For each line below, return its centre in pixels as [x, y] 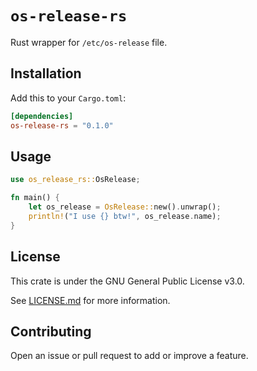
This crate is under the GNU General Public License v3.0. [127, 281]
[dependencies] [42, 116]
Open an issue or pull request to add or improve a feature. [129, 356]
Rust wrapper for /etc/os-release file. [89, 42]
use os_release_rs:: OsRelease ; [75, 180]
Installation [46, 73]
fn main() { [35, 198]
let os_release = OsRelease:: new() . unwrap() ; [125, 207]
